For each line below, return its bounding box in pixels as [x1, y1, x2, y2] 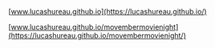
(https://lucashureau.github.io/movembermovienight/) [8, 31, 186, 40]
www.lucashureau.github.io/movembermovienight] [10, 22, 179, 31]
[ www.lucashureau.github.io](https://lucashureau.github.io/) [8, 7, 207, 16]
